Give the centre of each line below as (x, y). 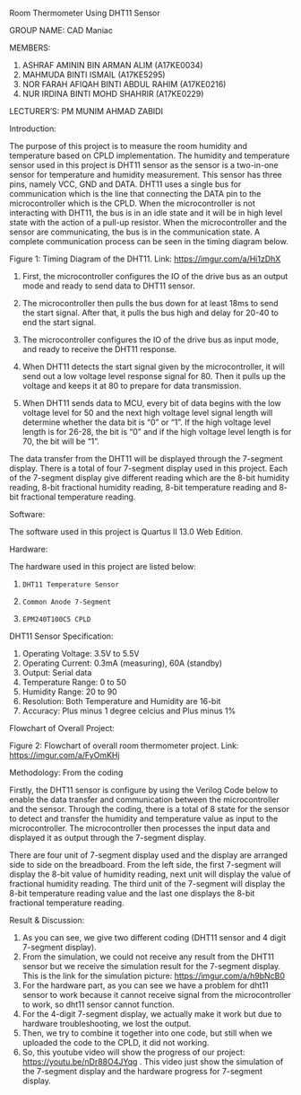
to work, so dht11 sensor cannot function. (98, 1004)
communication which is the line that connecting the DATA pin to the (135, 194)
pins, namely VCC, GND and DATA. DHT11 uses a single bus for (125, 184)
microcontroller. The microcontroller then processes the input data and (140, 828)
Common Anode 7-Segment (67, 602)
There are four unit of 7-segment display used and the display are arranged (149, 855)
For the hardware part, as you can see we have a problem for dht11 (145, 985)
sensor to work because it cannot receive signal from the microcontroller (156, 995)
